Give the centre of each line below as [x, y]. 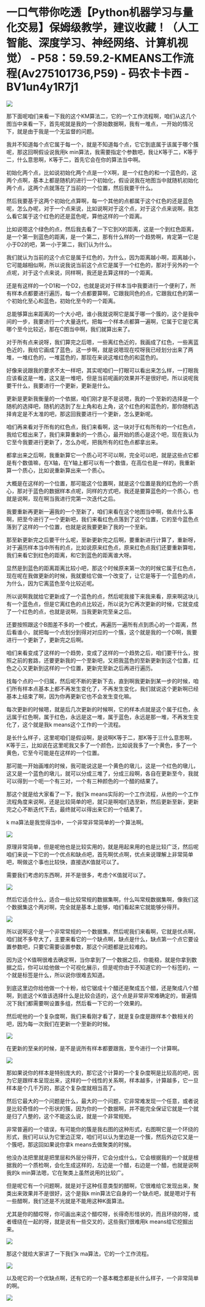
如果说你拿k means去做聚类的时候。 [89, 1144]
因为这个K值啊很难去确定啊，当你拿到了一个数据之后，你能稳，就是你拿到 [99, 959]
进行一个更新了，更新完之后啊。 [46, 639]
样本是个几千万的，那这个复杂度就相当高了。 [63, 1088]
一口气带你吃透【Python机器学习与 [95, 13]
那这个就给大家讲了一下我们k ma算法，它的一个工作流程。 [79, 1253]
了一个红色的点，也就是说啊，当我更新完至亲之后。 [70, 611]
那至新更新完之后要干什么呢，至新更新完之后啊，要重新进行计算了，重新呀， [103, 540]
